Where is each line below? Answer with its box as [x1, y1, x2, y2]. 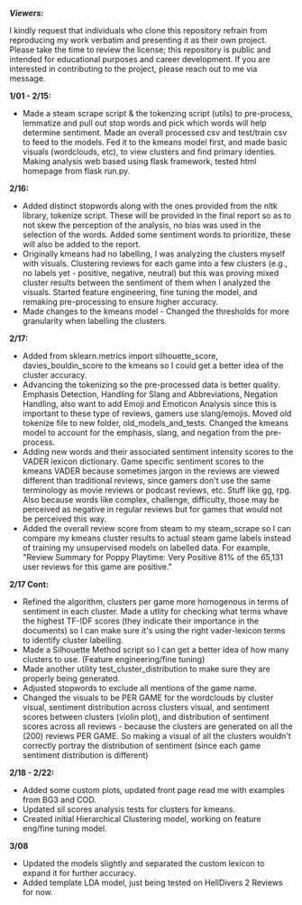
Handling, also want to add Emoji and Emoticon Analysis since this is [22, 399, 278, 409]
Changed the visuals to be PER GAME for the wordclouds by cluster [22, 692, 274, 703]
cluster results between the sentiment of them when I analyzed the [22, 277, 271, 288]
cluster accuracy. [22, 370, 87, 380]
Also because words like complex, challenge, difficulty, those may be [22, 494, 279, 504]
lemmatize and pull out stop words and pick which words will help [22, 117, 268, 128]
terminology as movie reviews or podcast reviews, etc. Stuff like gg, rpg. [22, 485, 292, 495]
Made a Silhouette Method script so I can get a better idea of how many [22, 644, 289, 655]
